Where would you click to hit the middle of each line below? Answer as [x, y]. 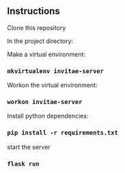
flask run [23, 164]
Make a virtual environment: [46, 54]
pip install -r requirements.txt [62, 133]
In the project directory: [40, 41]
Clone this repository [37, 27]
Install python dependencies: [48, 116]
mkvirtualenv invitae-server [56, 71]
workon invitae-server [45, 102]
